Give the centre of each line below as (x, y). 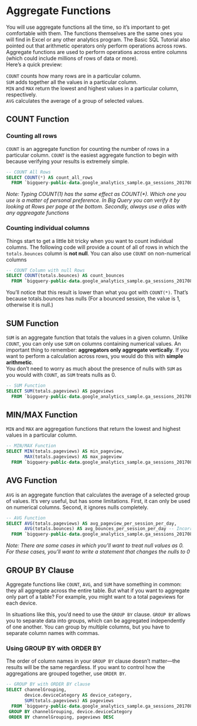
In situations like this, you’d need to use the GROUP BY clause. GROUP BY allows (98, 614)
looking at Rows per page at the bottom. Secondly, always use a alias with (96, 207)
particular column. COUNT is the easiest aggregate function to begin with (92, 155)
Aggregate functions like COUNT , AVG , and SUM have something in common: (94, 585)
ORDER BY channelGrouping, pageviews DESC (61, 717)
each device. (22, 603)
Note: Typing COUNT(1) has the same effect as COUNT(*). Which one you (96, 194)
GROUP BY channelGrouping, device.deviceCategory (70, 711)
